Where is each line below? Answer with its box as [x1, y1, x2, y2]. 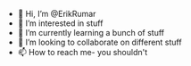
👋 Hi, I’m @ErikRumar [17, 9, 96, 19]
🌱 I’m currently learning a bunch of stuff [17, 28, 165, 37]
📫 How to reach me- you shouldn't [17, 47, 148, 57]
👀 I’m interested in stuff [17, 18, 104, 29]
